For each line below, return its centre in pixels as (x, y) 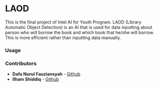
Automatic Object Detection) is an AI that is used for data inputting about (79, 27)
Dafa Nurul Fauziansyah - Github (46, 74)
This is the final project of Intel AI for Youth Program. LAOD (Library (73, 22)
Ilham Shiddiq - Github (35, 79)
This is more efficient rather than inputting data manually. (63, 38)
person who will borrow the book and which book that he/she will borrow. (79, 32)
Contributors (21, 63)
